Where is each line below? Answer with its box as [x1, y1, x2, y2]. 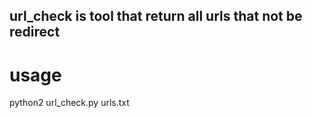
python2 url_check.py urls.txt [9, 97, 130, 109]
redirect [9, 24, 61, 41]
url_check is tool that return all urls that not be [9, 8, 303, 25]
